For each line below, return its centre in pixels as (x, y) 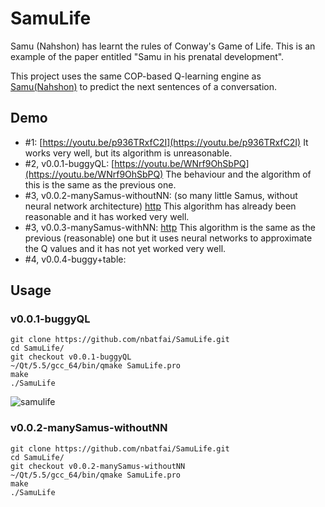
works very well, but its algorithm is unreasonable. (128, 153)
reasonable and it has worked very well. (107, 216)
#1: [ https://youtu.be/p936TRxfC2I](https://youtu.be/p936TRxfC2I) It (166, 142)
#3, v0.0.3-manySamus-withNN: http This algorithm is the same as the (170, 227)
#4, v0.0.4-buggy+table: (75, 259)
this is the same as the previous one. (100, 184)
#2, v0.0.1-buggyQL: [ (69, 163)
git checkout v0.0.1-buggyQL (71, 357)
